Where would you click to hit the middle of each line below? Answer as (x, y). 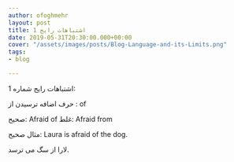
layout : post (30, 23)
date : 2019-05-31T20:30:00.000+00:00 (70, 37)
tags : (17, 52)
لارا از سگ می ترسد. (39, 149)
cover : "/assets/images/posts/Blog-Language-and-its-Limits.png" (117, 45)
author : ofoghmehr (38, 15)
